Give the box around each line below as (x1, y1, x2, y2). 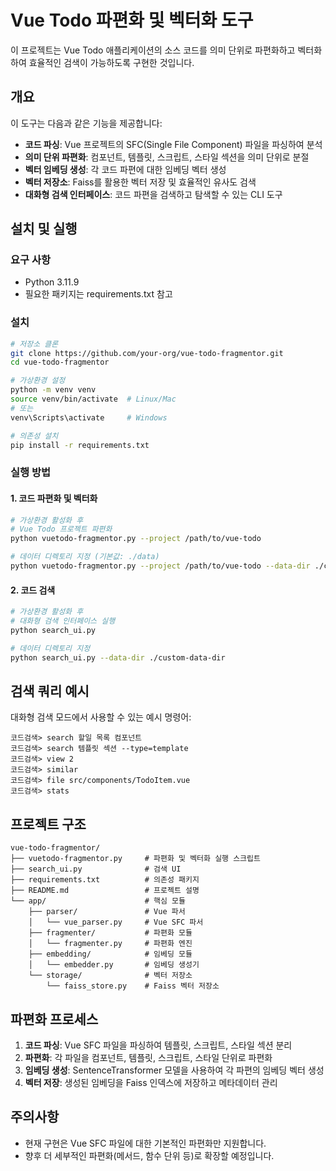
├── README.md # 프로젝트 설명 (10, 886, 200, 896)
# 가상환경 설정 (10, 376, 66, 386)
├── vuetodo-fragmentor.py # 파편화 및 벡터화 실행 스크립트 (10, 854, 261, 864)
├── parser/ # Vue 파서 (28, 907, 186, 917)
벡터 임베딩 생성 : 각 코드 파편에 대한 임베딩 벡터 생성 (24, 163, 227, 175)
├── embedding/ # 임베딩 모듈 (28, 949, 193, 960)
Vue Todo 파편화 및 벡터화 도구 (10, 9, 254, 32)
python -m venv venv (10, 385, 97, 395)
